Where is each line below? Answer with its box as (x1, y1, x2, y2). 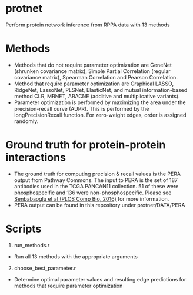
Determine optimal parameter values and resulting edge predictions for (14, 276, 187, 283)
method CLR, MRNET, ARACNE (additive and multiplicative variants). (14, 92, 180, 100)
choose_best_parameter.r (14, 264, 76, 271)
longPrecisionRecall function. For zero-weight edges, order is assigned (14, 111, 187, 118)
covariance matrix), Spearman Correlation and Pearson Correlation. (14, 74, 178, 81)
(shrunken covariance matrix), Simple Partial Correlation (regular (14, 67, 171, 75)
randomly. (14, 117, 39, 125)
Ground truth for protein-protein (5, 138, 166, 152)
